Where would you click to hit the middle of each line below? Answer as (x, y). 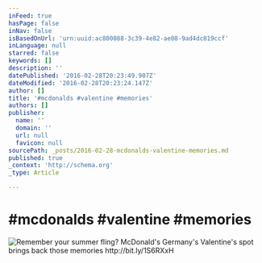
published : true (35, 158)
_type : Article (34, 173)
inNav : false (30, 31)
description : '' (35, 68)
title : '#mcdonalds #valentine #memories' (81, 98)
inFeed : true (30, 16)
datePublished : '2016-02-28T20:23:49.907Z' (83, 76)
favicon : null (39, 143)
